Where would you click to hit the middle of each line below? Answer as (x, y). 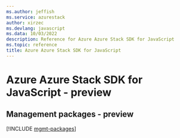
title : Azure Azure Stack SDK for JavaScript (63, 51)
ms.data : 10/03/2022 (32, 34)
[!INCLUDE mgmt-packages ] (41, 128)
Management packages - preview (70, 115)
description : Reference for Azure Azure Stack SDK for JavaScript (90, 39)
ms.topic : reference (32, 45)
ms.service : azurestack (36, 17)
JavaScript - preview (59, 92)
